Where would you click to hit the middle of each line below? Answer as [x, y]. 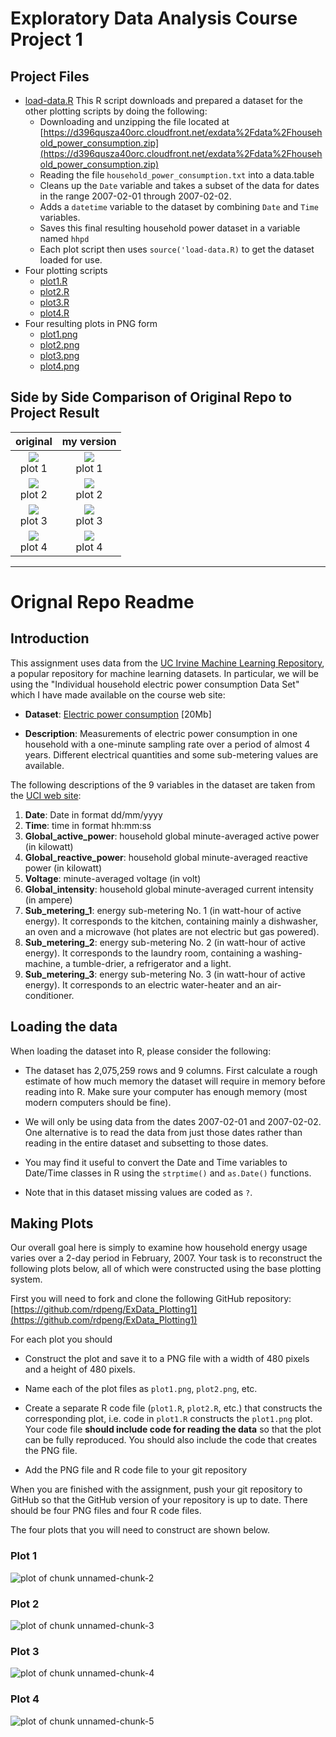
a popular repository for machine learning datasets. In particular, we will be [164, 673]
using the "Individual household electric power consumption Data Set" [155, 684]
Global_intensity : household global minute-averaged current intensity [169, 889]
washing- [283, 953]
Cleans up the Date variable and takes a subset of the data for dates [179, 185]
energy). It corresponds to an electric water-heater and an [145, 984]
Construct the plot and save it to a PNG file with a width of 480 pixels [167, 1359]
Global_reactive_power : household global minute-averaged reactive [166, 857]
